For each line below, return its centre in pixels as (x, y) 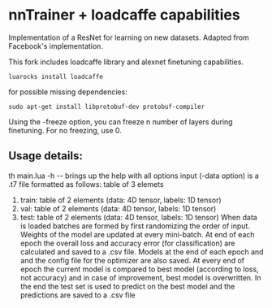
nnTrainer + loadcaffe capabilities (125, 15)
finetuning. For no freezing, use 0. (65, 130)
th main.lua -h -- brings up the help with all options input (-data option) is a (134, 176)
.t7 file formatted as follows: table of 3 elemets (86, 184)
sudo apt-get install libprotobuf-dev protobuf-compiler (107, 106)
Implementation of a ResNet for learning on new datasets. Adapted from (129, 37)
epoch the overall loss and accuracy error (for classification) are (127, 243)
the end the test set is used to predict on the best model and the (127, 286)
